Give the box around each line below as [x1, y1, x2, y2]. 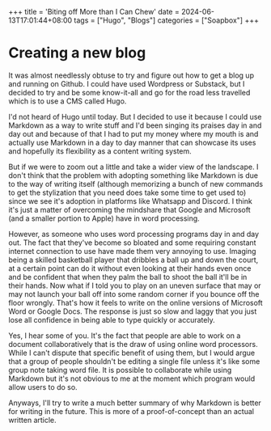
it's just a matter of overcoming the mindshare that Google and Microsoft [8, 205, 251, 214]
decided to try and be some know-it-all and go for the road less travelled [8, 87, 251, 97]
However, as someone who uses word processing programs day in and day [8, 229, 260, 239]
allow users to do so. [8, 382, 78, 391]
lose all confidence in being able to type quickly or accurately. [8, 315, 216, 324]
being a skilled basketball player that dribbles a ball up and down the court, [8, 255, 259, 264]
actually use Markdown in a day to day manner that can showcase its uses [8, 137, 256, 147]
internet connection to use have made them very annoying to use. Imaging [8, 246, 256, 256]
